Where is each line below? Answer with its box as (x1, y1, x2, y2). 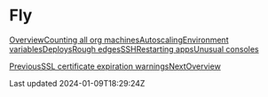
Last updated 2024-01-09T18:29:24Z (9, 78, 146, 88)
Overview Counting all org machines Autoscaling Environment (9, 34, 229, 45)
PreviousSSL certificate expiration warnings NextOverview (9, 61, 222, 71)
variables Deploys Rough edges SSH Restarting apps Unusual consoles (9, 43, 259, 54)
